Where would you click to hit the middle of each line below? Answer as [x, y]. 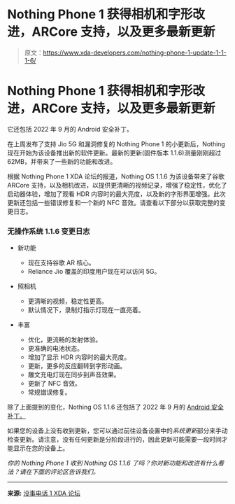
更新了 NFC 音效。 [55, 384]
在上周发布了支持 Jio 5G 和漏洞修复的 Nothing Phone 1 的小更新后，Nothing [116, 143]
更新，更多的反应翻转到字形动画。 [77, 366]
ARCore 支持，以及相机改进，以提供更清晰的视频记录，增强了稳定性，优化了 [117, 185]
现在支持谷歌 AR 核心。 [62, 262]
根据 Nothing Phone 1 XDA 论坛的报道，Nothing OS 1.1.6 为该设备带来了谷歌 [116, 176]
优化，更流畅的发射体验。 [65, 339]
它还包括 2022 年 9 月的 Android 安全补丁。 [70, 129]
